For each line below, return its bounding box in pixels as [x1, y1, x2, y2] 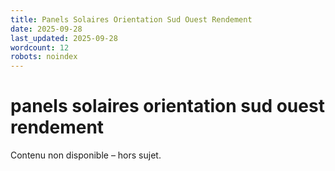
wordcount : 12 [10, 42, 70, 53]
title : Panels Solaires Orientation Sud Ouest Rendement [10, 14, 253, 25]
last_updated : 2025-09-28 [10, 33, 118, 43]
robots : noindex [10, 52, 78, 62]
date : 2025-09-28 [10, 24, 83, 34]
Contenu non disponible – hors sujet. [10, 149, 162, 161]
